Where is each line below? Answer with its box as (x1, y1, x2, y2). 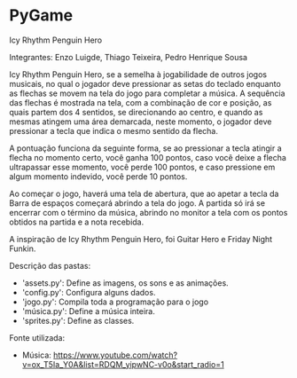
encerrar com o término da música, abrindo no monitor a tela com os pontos (9, 207, 288, 217)
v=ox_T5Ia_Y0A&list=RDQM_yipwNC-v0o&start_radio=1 (21, 358, 224, 369)
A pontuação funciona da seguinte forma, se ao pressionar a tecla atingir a (9, 143, 282, 154)
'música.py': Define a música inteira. (21, 305, 155, 316)
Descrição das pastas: (9, 260, 91, 271)
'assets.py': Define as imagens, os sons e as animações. (21, 277, 229, 288)
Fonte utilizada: (9, 332, 66, 343)
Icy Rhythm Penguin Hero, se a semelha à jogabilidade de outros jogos (9, 68, 268, 80)
